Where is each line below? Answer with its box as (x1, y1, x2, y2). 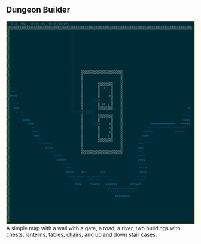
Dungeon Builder (6, 5, 71, 15)
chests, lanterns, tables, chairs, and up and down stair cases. (6, 231, 157, 238)
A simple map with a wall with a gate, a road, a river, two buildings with (6, 224, 181, 231)
